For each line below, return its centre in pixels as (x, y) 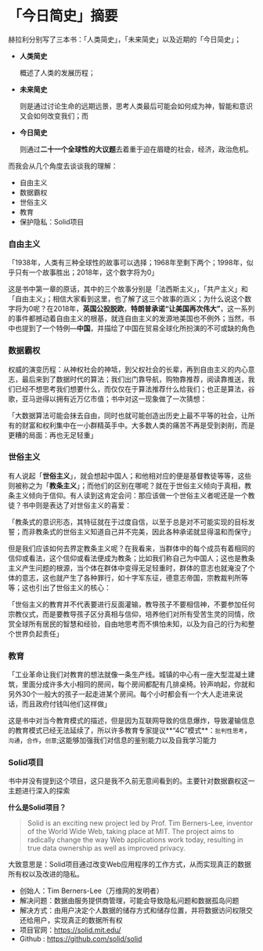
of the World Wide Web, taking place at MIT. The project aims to (131, 832)
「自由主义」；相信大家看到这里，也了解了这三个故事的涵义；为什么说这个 (126, 299)
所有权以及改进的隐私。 (46, 874)
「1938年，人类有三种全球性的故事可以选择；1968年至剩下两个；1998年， (128, 263)
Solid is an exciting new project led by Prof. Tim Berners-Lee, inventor (140, 823)
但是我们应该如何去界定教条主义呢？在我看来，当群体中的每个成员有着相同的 (131, 548)
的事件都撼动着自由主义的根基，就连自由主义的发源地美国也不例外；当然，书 (131, 319)
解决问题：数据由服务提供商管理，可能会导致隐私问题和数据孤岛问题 (129, 901)
